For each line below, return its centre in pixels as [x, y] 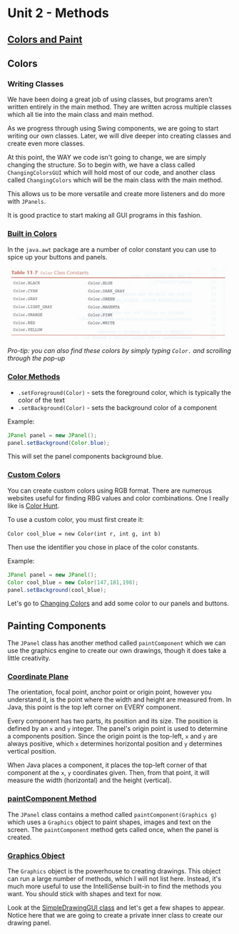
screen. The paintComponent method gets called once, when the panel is [113, 829]
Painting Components [57, 626]
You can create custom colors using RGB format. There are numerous [110, 491]
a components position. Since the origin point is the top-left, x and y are [112, 737]
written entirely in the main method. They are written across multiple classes [119, 107]
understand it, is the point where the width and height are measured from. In [119, 699]
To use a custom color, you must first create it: [76, 519]
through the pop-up [36, 359]
